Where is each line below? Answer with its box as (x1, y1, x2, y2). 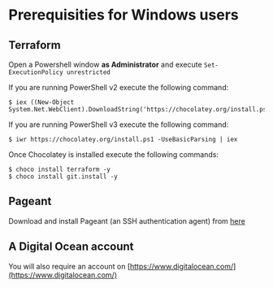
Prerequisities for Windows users (8, 6, 239, 24)
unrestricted (66, 68, 111, 76)
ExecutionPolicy (8, 68, 63, 76)
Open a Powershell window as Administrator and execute (8, 59, 202, 69)
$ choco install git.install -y (8, 172, 118, 181)
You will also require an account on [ (8, 261, 131, 271)
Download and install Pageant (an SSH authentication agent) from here (8, 216, 245, 225)
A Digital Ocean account (8, 240, 134, 254)
